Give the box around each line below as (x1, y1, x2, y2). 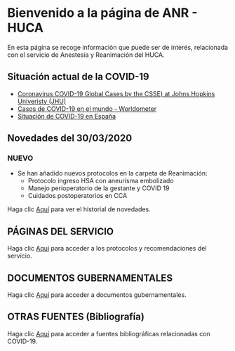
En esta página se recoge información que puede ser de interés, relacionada (7, 43, 229, 51)
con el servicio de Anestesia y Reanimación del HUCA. (7, 51, 165, 59)
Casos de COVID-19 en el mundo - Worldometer (17, 104, 156, 113)
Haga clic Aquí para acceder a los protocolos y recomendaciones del (7, 244, 207, 253)
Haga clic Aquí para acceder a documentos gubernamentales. (7, 291, 187, 299)
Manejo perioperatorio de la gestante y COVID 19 (27, 184, 170, 192)
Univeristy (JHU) (17, 97, 67, 105)
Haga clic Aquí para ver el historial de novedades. (7, 205, 151, 213)
